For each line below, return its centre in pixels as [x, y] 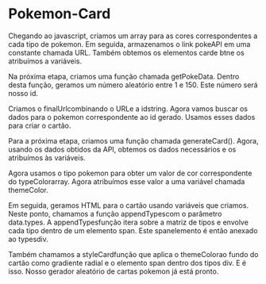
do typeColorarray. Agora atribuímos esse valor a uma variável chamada [127, 181]
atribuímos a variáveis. [45, 61]
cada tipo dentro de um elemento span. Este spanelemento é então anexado [133, 230]
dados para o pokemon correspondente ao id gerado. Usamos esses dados [132, 117]
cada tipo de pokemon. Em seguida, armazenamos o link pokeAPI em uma [129, 44]
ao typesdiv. [29, 239]
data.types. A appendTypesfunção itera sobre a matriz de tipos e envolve [128, 222]
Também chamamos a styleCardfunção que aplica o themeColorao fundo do [133, 254]
